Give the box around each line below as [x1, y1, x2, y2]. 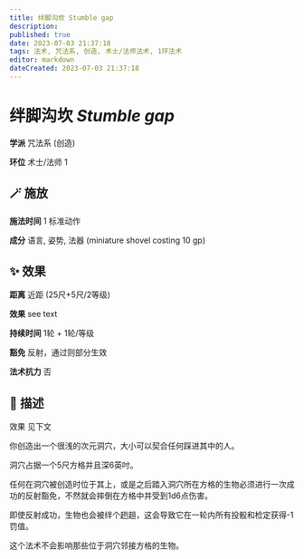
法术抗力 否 [9, 366, 52, 377]
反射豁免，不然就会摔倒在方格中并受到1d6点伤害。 [24, 490, 213, 501]
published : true [9, 30, 71, 39]
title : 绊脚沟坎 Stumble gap [9, 13, 114, 23]
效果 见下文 [9, 421, 52, 432]
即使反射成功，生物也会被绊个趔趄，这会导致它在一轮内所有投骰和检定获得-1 [9, 509, 294, 521]
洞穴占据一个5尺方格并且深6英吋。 [9, 459, 138, 471]
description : [9, 22, 59, 31]
